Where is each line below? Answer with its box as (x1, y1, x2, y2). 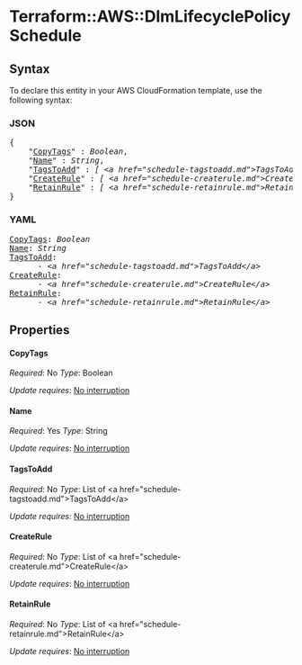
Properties (9, 322, 70, 337)
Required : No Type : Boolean (9, 367, 114, 379)
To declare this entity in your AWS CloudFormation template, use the (9, 85, 262, 95)
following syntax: (9, 94, 73, 105)
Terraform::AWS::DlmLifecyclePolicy (9, 6, 291, 27)
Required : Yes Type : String (9, 426, 108, 436)
